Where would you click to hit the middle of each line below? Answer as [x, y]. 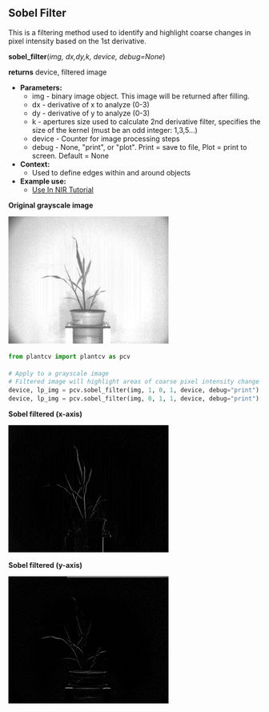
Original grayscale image [51, 205]
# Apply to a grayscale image [59, 373]
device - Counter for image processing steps [106, 139]
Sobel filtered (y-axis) [45, 565]
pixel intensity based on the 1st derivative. [77, 41]
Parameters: [41, 87]
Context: [35, 164]
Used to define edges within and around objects [111, 172]
